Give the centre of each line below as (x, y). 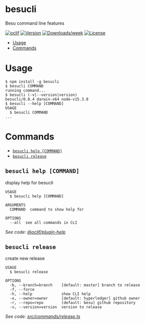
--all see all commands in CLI (44, 223)
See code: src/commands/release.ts (43, 316)
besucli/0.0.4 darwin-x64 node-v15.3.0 (47, 99)
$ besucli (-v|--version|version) (41, 95)
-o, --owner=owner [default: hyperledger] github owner (75, 298)
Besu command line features (35, 23)
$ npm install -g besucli (32, 81)
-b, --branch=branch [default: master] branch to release (75, 285)
